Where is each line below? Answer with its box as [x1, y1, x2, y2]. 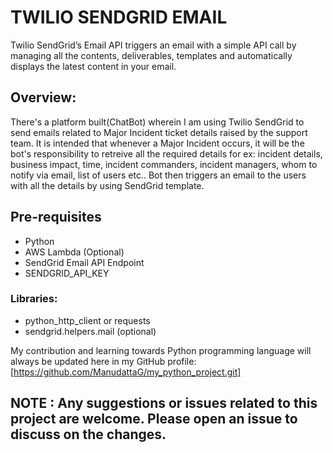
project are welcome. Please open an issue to [10, 411, 298, 428]
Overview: [10, 89, 77, 106]
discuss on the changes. [10, 426, 167, 443]
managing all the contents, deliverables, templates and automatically [10, 49, 293, 61]
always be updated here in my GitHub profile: [10, 355, 197, 367]
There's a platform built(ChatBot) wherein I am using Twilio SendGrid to [10, 116, 305, 128]
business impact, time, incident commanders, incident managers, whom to [10, 158, 318, 170]
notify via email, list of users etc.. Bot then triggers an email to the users [10, 169, 307, 181]
